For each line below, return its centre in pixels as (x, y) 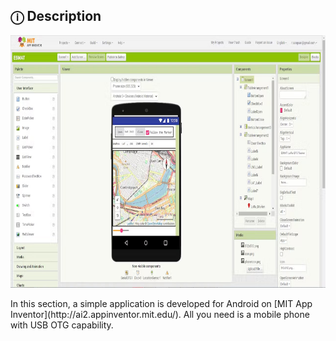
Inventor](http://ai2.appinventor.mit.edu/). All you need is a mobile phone (160, 314)
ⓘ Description (56, 16)
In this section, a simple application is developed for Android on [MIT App (161, 303)
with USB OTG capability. (62, 325)
